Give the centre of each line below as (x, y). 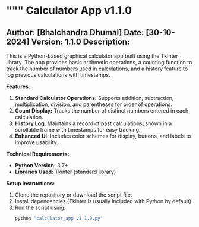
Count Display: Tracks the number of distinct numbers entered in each (102, 111)
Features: (18, 86)
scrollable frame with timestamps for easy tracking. (78, 130)
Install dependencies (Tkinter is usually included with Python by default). (104, 201)
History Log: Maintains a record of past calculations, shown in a (93, 123)
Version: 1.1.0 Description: (80, 41)
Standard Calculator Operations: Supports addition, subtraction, (94, 98)
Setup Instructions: (31, 183)
